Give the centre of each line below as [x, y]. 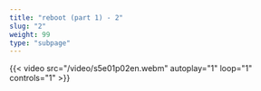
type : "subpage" [40, 43]
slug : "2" [28, 26]
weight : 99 [30, 34]
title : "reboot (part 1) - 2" [67, 18]
